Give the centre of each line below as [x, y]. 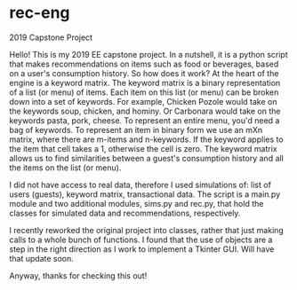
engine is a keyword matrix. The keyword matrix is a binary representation [145, 82]
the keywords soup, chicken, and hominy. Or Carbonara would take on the [145, 111]
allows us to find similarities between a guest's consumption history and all [147, 158]
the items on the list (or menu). [65, 168]
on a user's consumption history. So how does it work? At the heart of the [144, 73]
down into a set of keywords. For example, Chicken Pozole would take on [143, 101]
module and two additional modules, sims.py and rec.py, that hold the [136, 203]
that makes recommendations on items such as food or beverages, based [144, 64]
